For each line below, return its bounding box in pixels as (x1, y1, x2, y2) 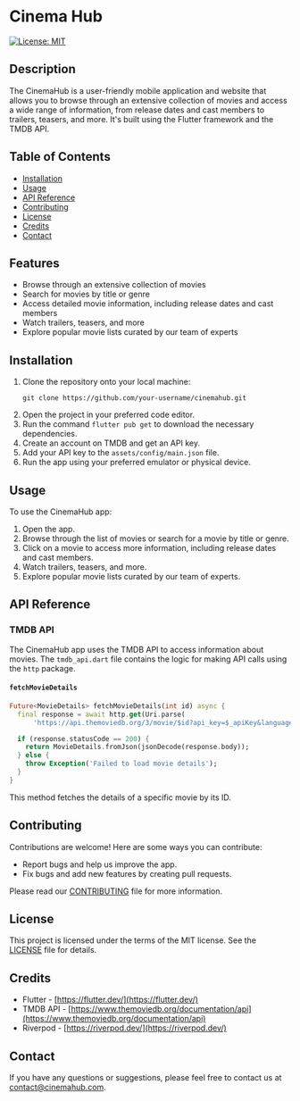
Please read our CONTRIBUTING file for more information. (9, 886, 223, 897)
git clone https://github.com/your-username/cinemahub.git (21, 394, 247, 403)
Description (9, 62, 76, 77)
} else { (17, 751, 50, 760)
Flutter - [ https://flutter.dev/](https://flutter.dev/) (21, 994, 199, 1005)
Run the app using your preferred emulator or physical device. (21, 457, 252, 468)
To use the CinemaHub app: (9, 506, 112, 517)
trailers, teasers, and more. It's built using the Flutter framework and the (9, 113, 274, 124)
